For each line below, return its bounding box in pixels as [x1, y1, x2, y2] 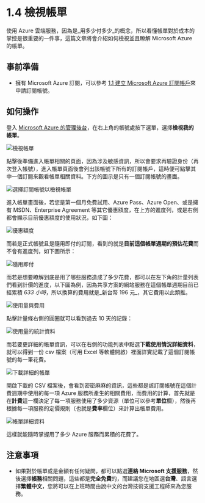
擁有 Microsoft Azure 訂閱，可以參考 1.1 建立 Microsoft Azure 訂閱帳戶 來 [15, 79, 196, 86]
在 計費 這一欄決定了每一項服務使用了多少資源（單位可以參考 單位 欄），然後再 [6, 397, 196, 404]
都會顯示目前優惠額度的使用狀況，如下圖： [6, 214, 113, 221]
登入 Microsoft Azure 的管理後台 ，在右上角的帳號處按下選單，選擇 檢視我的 [6, 123, 194, 131]
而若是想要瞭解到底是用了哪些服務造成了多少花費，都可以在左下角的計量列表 [6, 273, 199, 281]
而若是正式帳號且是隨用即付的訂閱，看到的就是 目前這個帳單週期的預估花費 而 [6, 239, 199, 247]
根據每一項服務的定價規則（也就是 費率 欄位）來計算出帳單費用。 [6, 404, 167, 412]
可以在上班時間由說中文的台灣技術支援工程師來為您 [57, 483, 187, 490]
